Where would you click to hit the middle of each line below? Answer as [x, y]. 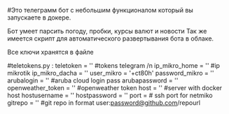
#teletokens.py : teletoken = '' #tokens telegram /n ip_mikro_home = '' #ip [114, 65]
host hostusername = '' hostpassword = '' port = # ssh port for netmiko [110, 95]
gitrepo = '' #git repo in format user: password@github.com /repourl [104, 103]
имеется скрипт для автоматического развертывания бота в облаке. [111, 38]
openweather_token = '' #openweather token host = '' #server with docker [115, 88]
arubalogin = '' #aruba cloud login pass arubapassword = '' [93, 80]
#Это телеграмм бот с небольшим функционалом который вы [100, 10]
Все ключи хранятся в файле [51, 52]
